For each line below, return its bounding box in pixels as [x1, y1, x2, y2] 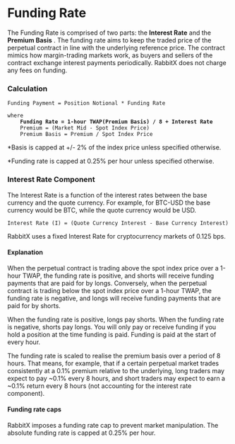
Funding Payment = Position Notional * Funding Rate [7, 100, 166, 107]
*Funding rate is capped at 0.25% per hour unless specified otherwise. [7, 157, 215, 166]
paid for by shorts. [7, 301, 61, 309]
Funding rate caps [7, 405, 62, 414]
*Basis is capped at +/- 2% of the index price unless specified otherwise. [7, 143, 222, 152]
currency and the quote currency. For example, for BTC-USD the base [7, 198, 210, 207]
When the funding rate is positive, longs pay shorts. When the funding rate [7, 315, 224, 324]
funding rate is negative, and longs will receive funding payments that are [7, 294, 221, 302]
